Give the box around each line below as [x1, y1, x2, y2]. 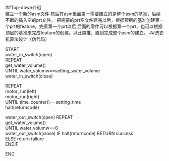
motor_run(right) [5, 94, 39, 100]
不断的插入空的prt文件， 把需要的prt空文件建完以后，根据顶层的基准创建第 [5, 17, 160, 23]
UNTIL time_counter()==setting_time [5, 99, 81, 105]
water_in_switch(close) [5, 73, 53, 79]
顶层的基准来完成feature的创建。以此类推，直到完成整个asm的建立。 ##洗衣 [5, 30, 164, 35]
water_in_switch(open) [5, 52, 52, 57]
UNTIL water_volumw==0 [5, 125, 58, 131]
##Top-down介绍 [5, 5, 41, 10]
